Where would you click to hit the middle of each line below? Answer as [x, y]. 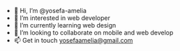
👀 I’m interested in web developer [62, 18]
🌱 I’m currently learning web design [65, 25]
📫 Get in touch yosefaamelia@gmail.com [73, 40]
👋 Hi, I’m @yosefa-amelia [50, 11]
